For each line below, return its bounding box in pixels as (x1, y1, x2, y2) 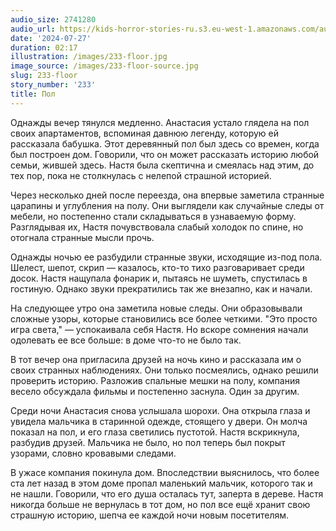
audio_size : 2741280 (10, 14, 97, 25)
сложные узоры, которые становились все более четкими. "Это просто (10, 312, 318, 325)
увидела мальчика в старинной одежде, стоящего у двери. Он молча (10, 415, 308, 427)
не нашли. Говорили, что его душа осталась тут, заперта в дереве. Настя (10, 487, 324, 500)
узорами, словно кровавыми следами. (10, 447, 177, 459)
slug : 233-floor (10, 71, 78, 81)
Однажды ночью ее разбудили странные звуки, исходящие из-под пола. (10, 251, 323, 263)
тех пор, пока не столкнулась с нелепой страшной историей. (10, 169, 272, 181)
